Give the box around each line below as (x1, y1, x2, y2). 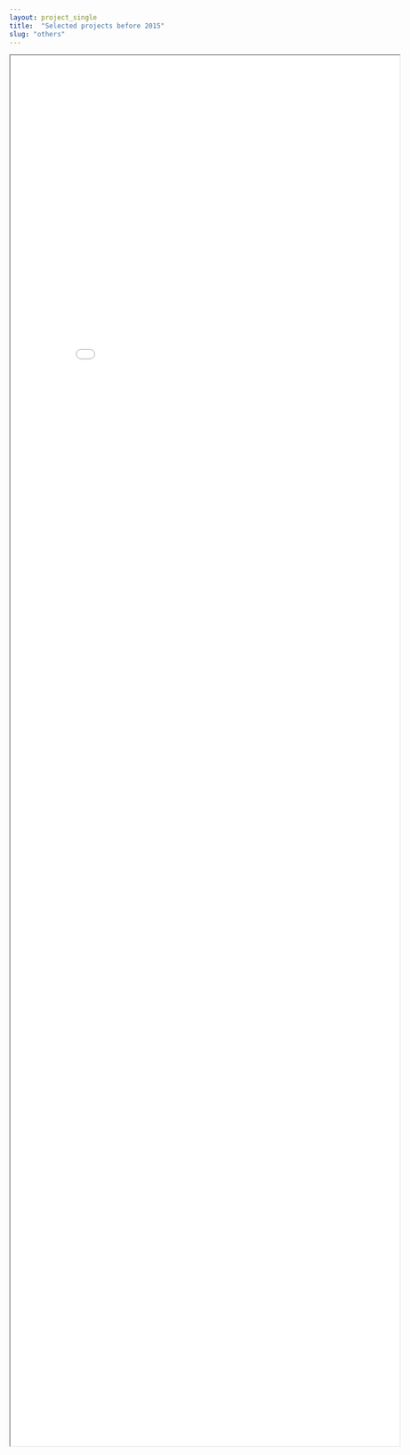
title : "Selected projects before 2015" (9, 21, 165, 30)
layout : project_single (9, 12, 98, 22)
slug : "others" (9, 29, 66, 38)
